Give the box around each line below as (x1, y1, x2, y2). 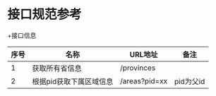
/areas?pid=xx (119, 76, 168, 85)
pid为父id (174, 76, 205, 86)
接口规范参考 (7, 6, 83, 23)
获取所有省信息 (32, 63, 83, 73)
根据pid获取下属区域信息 (32, 76, 114, 86)
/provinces (119, 63, 156, 73)
